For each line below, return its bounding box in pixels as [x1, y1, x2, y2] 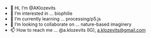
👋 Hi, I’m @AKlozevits [10, 5, 56, 11]
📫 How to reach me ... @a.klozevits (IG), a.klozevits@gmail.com [10, 27, 146, 33]
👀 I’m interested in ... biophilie [10, 10, 73, 16]
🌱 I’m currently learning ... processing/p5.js [10, 16, 101, 22]
